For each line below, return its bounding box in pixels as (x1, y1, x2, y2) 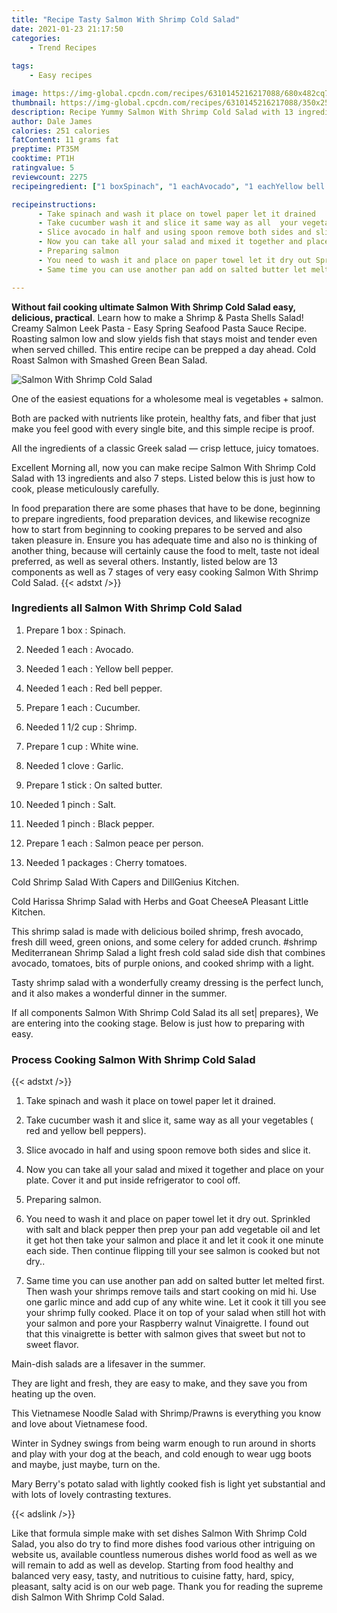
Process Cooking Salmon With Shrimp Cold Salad (11, 1052, 256, 1066)
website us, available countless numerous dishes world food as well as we (11, 1549, 318, 1561)
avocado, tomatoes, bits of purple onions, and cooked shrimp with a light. (11, 957, 315, 969)
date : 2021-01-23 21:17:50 (11, 24, 124, 34)
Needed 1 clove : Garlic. (25, 759, 124, 771)
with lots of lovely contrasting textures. (11, 1489, 172, 1501)
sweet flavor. (25, 1339, 79, 1351)
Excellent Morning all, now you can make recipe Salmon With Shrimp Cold (11, 461, 316, 473)
